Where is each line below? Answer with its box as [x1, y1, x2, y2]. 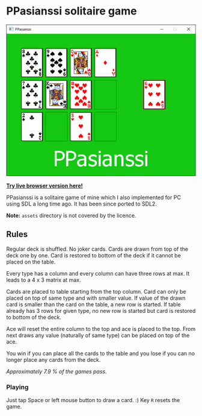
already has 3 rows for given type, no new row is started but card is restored [6, 307, 196, 314]
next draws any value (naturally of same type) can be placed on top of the [6, 332, 190, 339]
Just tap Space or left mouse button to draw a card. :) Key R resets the [6, 396, 180, 403]
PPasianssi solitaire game [6, 4, 137, 18]
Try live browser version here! [6, 182, 83, 189]
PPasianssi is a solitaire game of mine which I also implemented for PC [6, 194, 182, 201]
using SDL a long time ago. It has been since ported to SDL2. [6, 200, 158, 207]
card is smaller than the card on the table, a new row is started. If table [6, 300, 182, 308]
